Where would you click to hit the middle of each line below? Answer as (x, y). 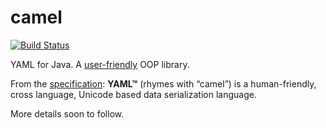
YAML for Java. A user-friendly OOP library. (100, 64)
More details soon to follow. (67, 113)
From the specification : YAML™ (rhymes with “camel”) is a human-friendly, (163, 83)
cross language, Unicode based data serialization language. (133, 94)
